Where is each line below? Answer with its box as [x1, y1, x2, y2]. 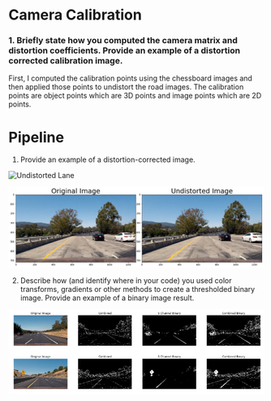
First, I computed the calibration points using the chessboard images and [8, 73, 253, 83]
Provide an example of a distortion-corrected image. [19, 155, 196, 164]
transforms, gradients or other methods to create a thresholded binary [19, 285, 256, 294]
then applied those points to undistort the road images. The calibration [8, 82, 244, 92]
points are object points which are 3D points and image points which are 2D [8, 91, 262, 101]
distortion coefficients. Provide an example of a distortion [8, 45, 241, 56]
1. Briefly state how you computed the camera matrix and [8, 35, 238, 46]
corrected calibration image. [8, 55, 123, 67]
